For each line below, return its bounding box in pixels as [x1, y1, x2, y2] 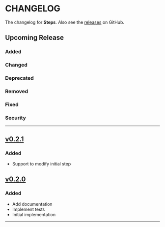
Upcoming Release [5, 33, 64, 42]
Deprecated [5, 75, 34, 82]
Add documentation [12, 201, 53, 207]
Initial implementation [12, 211, 56, 217]
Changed [5, 62, 28, 68]
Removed [5, 88, 28, 95]
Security [5, 114, 26, 121]
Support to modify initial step [12, 161, 71, 166]
